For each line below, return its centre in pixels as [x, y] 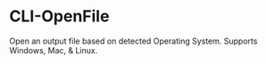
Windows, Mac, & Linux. [54, 50]
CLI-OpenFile [59, 16]
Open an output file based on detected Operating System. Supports [133, 41]
